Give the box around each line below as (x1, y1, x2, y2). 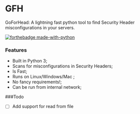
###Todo (5, 94, 24, 100)
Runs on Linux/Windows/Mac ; (12, 74, 75, 80)
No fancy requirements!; (12, 79, 62, 85)
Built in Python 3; (12, 58, 47, 64)
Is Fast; (12, 68, 27, 74)
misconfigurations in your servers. (5, 24, 75, 30)
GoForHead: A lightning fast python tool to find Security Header (5, 19, 135, 25)
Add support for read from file (12, 104, 74, 110)
